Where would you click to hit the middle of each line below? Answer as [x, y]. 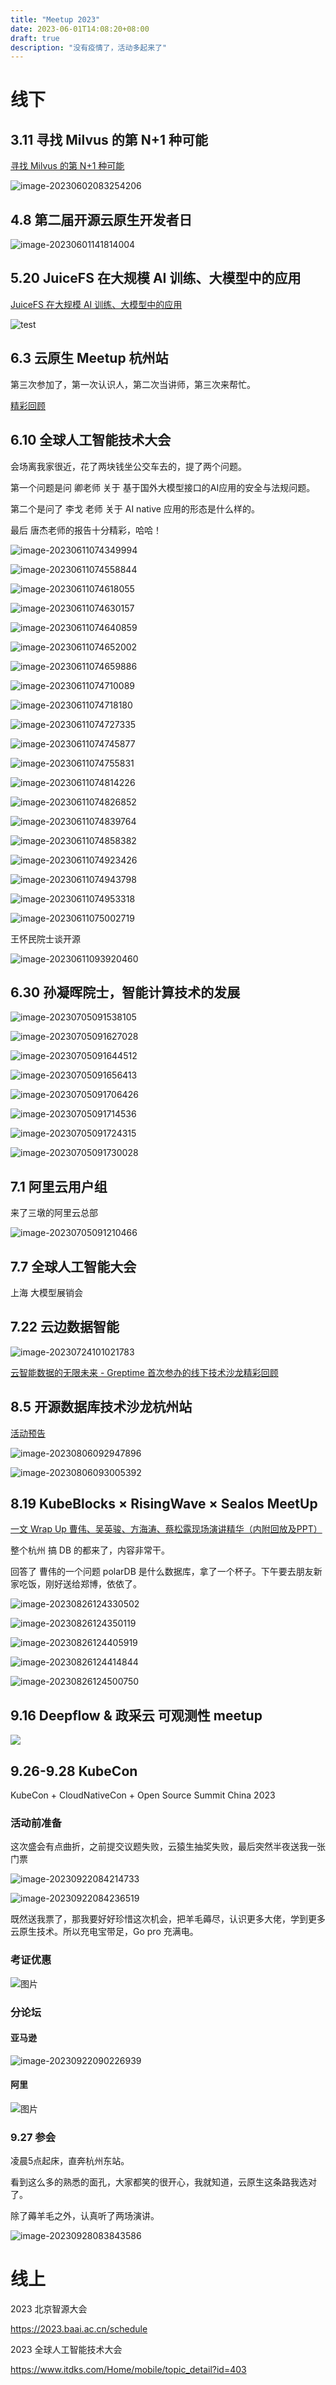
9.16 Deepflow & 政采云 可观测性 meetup [136, 1715]
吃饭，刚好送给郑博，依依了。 [80, 1584]
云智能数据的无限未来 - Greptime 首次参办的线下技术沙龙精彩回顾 [144, 1372]
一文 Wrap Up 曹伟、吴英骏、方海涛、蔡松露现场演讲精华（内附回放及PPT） [166, 1529]
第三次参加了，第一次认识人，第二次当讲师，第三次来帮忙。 [133, 384]
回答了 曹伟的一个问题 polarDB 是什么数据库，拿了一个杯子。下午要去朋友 [162, 1572]
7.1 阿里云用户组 [59, 1186]
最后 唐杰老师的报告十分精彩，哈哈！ [86, 530]
